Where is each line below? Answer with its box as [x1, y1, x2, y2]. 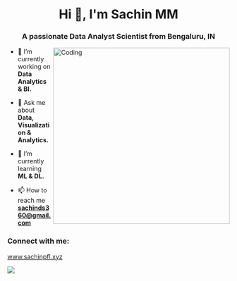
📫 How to [17, 186, 47, 194]
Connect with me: [7, 236, 70, 246]
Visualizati [17, 121, 50, 130]
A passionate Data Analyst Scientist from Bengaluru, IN [22, 32, 215, 42]
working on [17, 63, 51, 71]
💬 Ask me [17, 99, 46, 107]
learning [17, 165, 42, 173]
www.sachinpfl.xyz [7, 252, 63, 261]
